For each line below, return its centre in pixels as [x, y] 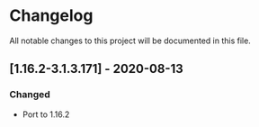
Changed [30, 95]
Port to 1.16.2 [46, 114]
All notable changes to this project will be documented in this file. [130, 41]
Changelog [51, 16]
